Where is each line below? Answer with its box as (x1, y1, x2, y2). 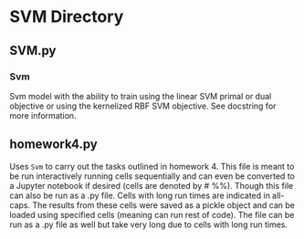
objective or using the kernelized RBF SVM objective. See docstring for (9, 100, 277, 111)
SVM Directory (9, 6, 124, 27)
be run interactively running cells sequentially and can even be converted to (9, 171, 295, 182)
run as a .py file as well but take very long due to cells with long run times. (9, 219, 288, 230)
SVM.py (9, 43, 57, 58)
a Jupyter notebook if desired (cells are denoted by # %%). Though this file (9, 180, 294, 191)
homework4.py (9, 137, 98, 152)
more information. (9, 109, 77, 120)
